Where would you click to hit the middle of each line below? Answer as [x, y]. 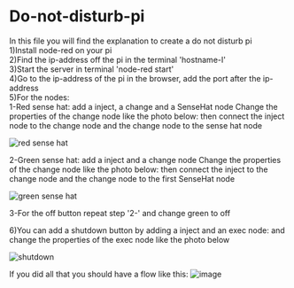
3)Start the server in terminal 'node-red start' [92, 69]
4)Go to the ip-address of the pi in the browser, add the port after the [135, 78]
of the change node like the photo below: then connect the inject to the [139, 169]
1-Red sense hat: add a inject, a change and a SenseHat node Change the [143, 106]
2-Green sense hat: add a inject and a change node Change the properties [145, 160]
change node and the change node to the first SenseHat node [122, 178]
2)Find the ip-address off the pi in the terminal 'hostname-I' [117, 59]
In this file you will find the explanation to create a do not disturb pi [131, 41]
